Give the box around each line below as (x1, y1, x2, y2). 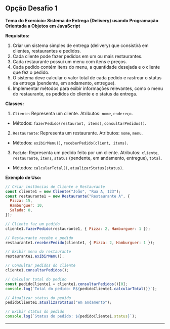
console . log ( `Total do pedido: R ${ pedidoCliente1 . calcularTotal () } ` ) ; (5, 286, 157, 291)
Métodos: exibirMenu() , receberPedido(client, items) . (12, 139, 129, 146)
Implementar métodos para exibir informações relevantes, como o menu (12, 85, 163, 91)
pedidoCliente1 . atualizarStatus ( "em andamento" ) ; (5, 300, 112, 305)
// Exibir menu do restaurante (5, 249, 71, 254)
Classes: (5, 101, 24, 107)
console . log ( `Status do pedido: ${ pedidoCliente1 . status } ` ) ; (5, 314, 137, 319)
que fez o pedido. (12, 69, 50, 75)
